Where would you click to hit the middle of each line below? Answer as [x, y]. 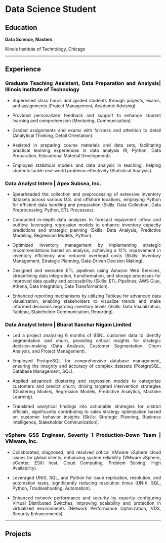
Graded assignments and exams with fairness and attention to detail [86, 130]
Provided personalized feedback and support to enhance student [86, 115]
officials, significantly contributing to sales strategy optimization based [86, 412]
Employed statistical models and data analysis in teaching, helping [86, 165]
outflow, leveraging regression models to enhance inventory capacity [86, 225]
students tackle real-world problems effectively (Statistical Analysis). [82, 170]
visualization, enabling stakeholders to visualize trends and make [86, 301]
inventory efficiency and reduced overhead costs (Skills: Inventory [86, 255]
